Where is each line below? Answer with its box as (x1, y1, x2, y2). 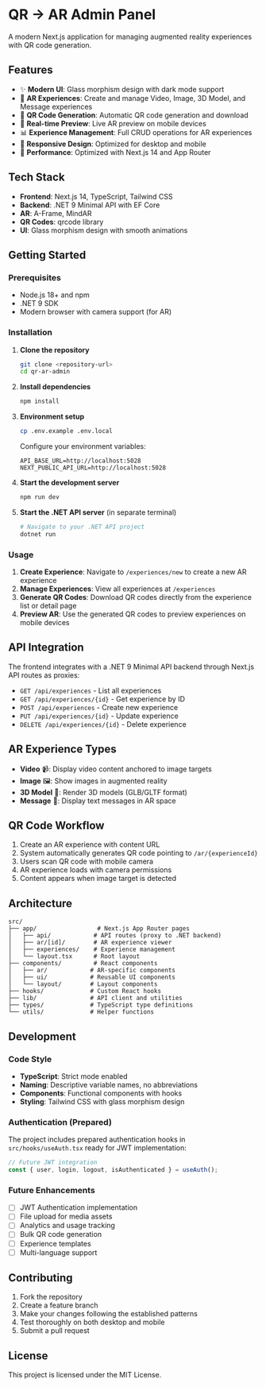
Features (8, 64, 53, 77)
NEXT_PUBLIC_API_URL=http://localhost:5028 (19, 464, 167, 472)
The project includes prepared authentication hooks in (8, 1134, 186, 1145)
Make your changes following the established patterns (19, 1309, 199, 1319)
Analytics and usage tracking (19, 1221, 115, 1231)
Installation (8, 327, 53, 338)
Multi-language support (19, 1247, 98, 1257)
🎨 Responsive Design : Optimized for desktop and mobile (19, 139, 206, 149)
